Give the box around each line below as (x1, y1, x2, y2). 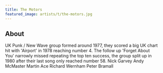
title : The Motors (5, 7, 42, 12)
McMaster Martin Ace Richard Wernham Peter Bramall (5, 63, 113, 69)
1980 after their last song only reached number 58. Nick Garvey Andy (5, 58, 145, 64)
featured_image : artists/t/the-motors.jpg (5, 12, 92, 17)
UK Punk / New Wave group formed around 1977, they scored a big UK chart (5, 42, 158, 49)
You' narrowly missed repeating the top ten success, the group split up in (5, 53, 152, 59)
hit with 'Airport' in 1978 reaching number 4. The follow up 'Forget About (5, 48, 150, 54)
